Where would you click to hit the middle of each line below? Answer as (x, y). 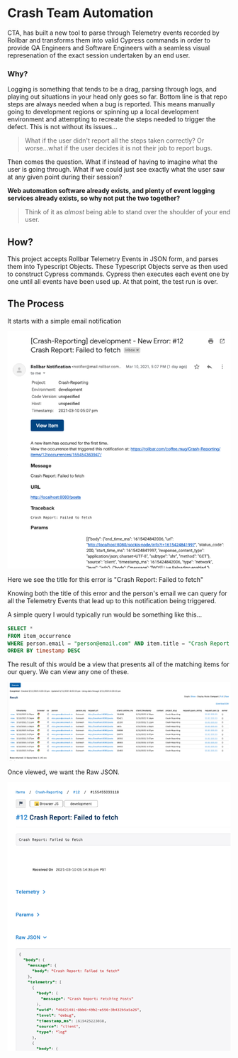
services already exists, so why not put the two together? (94, 198)
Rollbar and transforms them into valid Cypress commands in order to (109, 40)
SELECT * (20, 628)
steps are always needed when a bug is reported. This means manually (111, 104)
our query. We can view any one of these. (68, 672)
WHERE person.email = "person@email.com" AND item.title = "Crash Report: (120, 644)
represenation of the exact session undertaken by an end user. (99, 55)
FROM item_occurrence (39, 636)
